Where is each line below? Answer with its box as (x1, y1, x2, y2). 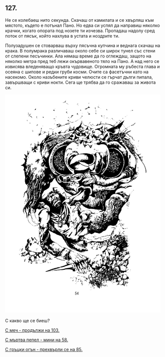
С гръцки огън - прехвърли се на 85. (5, 346, 83, 352)
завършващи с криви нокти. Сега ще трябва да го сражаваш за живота (5, 79, 156, 85)
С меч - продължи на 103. (5, 327, 60, 333)
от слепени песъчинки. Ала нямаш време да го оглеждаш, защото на (5, 53, 152, 59)
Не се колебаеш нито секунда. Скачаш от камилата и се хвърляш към (5, 17, 154, 23)
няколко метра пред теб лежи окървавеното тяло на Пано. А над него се (5, 58, 160, 64)
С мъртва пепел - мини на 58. (5, 337, 68, 343)
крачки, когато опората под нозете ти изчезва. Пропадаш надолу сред (5, 27, 155, 34)
